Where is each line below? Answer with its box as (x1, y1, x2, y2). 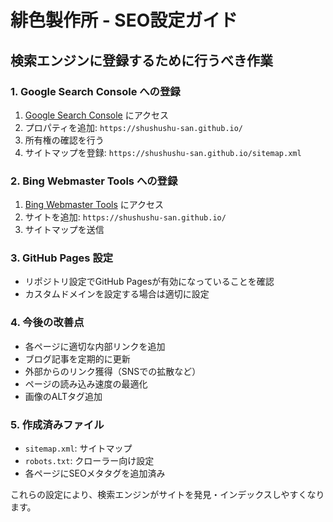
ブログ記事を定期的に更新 (24, 352, 131, 365)
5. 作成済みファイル (10, 417, 105, 431)
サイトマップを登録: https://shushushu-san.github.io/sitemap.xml (24, 146, 302, 158)
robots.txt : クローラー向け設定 (24, 455, 155, 467)
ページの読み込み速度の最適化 (24, 377, 148, 390)
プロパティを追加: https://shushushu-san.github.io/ (24, 121, 244, 133)
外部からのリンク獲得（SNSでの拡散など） (24, 365, 202, 377)
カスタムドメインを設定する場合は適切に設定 (24, 288, 210, 300)
